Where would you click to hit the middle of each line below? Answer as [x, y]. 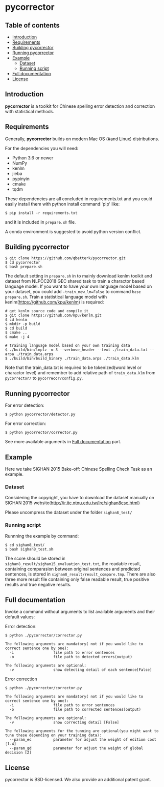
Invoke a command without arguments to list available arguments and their [80, 612]
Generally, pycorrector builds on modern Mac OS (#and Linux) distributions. [82, 139]
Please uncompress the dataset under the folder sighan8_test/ [69, 513]
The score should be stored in [35, 558]
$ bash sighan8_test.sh [29, 549]
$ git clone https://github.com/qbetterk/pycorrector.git [65, 258]
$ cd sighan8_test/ [25, 545]
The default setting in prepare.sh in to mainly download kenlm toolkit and [79, 276]
